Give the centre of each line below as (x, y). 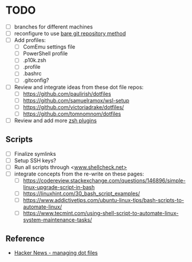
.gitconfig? (36, 80)
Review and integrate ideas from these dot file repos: (79, 87)
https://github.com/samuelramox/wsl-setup (76, 100)
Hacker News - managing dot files (56, 253)
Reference (25, 239)
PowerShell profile (45, 53)
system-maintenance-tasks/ (57, 220)
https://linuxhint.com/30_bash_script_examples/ (81, 194)
